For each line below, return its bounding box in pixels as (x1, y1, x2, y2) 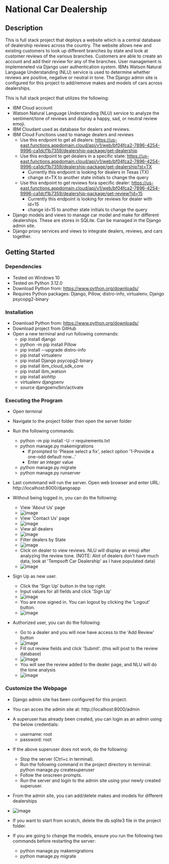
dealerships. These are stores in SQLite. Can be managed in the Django (12, 217, 161, 223)
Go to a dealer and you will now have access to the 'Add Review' (20, 629, 155, 636)
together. (12, 234, 32, 239)
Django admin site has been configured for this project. (12, 696, 128, 702)
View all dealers (20, 526, 53, 532)
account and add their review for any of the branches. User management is (5, 59, 161, 64)
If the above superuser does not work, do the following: (12, 746, 128, 752)
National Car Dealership (5, 4, 107, 15)
